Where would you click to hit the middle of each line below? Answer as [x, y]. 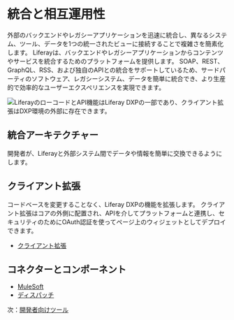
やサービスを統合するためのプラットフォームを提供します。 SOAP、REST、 [116, 61]
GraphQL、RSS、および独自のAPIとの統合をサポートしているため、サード [114, 70]
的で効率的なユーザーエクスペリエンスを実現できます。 [86, 87]
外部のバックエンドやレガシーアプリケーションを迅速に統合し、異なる [108, 35]
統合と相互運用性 [57, 14]
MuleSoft [30, 286]
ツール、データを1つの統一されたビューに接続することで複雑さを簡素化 [122, 43]
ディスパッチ [36, 295]
